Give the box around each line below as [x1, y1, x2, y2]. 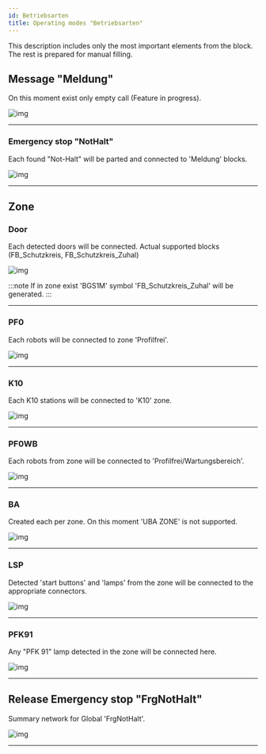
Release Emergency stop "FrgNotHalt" [8, 693, 203, 706]
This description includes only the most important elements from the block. [8, 41, 253, 50]
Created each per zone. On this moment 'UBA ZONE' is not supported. [8, 517, 237, 527]
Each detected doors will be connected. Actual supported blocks [8, 242, 220, 251]
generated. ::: [8, 289, 52, 299]
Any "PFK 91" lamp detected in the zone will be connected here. [8, 647, 217, 656]
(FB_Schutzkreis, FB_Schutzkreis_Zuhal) [8, 250, 139, 260]
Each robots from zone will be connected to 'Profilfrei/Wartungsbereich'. [8, 456, 245, 466]
